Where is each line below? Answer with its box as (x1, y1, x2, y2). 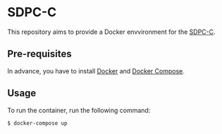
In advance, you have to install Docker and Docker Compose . (7, 66, 185, 75)
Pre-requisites (7, 48, 72, 60)
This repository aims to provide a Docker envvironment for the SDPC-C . (7, 28, 216, 36)
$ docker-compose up (7, 119, 68, 127)
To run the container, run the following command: (7, 106, 151, 114)
